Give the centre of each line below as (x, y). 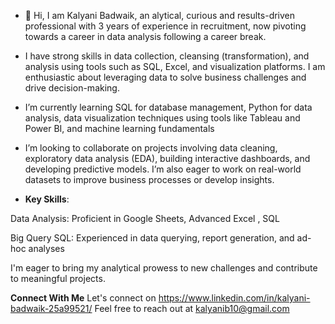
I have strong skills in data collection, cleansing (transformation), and (167, 56)
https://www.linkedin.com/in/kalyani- (234, 298)
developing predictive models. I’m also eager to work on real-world (163, 169)
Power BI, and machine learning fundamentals (119, 128)
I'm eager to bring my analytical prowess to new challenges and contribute (164, 268)
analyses (46, 248)
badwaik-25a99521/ (51, 308)
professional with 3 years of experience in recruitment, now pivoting (165, 26)
